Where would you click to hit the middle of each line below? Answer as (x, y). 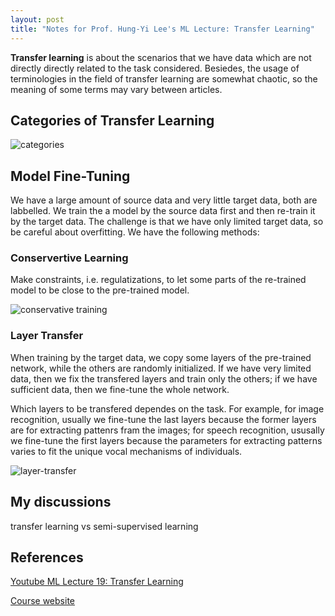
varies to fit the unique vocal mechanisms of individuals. (126, 451)
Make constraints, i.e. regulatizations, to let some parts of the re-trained (158, 280)
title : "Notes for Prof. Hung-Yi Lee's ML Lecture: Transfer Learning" (162, 29)
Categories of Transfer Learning (112, 120)
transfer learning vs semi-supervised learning (104, 526)
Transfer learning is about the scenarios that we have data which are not (161, 57)
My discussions (61, 502)
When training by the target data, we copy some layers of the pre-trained (161, 357)
